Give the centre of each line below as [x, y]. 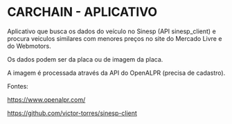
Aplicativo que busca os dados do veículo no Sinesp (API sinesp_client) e [111, 31]
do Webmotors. [29, 46]
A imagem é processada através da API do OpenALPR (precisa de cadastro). [116, 73]
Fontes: [18, 86]
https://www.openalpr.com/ [46, 99]
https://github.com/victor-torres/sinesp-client [72, 113]
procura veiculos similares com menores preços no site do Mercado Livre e [115, 38]
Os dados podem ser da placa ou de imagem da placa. [85, 59]
